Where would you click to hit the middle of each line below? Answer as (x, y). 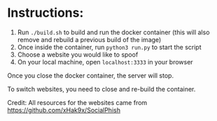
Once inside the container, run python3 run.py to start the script (109, 47)
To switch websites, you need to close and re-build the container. (101, 89)
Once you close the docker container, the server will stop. (90, 76)
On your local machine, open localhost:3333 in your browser (105, 62)
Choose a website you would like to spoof (78, 55)
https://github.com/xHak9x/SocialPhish (64, 110)
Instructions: (45, 13)
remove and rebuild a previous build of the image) (89, 39)
